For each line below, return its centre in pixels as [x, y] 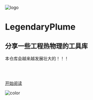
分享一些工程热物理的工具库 [46, 46]
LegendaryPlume [40, 27]
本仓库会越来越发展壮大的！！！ [37, 58]
